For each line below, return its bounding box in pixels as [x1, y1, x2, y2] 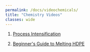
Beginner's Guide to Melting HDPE [12, 41, 85, 47]
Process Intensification [12, 31, 61, 37]
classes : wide [5, 17, 36, 22]
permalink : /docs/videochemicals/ [5, 7, 79, 13]
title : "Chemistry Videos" [5, 12, 63, 17]
